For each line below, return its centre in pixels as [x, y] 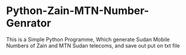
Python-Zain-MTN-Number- [78, 11]
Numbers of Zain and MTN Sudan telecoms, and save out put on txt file [93, 46]
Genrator [29, 23]
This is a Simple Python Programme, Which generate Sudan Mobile [88, 39]
